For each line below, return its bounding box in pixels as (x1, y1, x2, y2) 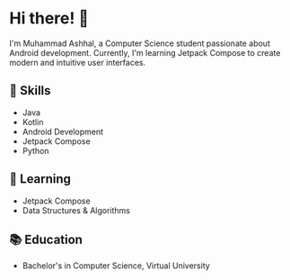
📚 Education (9, 231, 83, 247)
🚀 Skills (9, 83, 51, 98)
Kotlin (22, 116, 44, 127)
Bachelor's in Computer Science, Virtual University (22, 260, 211, 271)
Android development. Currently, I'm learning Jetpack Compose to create (9, 47, 281, 58)
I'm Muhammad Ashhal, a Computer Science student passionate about (9, 38, 271, 49)
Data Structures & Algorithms (22, 204, 130, 215)
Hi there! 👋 (9, 8, 90, 29)
